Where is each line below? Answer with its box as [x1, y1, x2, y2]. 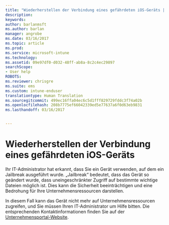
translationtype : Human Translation [5, 93, 83, 98]
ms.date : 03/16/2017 [5, 36, 49, 41]
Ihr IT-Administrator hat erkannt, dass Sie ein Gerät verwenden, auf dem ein [5, 166, 164, 172]
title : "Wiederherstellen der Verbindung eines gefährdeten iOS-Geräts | [5, 7, 165, 13]
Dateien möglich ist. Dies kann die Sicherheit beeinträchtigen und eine [5, 182, 153, 188]
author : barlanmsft [5, 21, 47, 27]
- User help [5, 70, 31, 75]
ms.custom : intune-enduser [5, 88, 63, 94]
